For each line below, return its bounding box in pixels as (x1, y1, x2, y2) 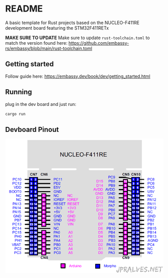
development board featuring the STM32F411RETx (5, 25, 109, 31)
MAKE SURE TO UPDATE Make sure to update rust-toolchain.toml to (5, 35, 150, 41)
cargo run (5, 111, 26, 116)
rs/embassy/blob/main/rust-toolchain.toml (5, 45, 93, 51)
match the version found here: (5, 40, 68, 46)
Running (5, 88, 33, 96)
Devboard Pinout (5, 125, 59, 133)
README (5, 3, 43, 15)
